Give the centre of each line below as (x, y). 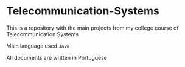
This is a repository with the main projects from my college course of (92, 28)
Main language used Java (38, 46)
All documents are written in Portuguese (57, 57)
